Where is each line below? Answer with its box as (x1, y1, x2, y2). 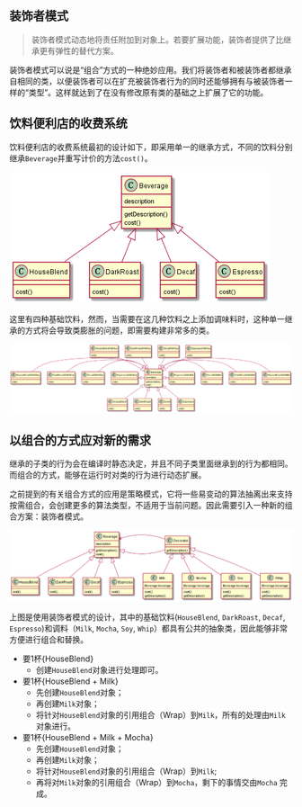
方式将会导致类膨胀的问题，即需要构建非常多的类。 (24, 325, 214, 336)
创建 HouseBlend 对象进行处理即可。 (35, 665, 164, 676)
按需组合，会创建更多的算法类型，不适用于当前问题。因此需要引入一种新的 (9, 499, 285, 510)
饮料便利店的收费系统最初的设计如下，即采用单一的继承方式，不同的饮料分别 (9, 141, 293, 152)
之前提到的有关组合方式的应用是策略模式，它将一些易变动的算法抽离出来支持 (9, 489, 293, 499)
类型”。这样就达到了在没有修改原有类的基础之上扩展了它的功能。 (28, 86, 269, 97)
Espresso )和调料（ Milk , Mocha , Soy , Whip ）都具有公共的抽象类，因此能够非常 (9, 623, 288, 634)
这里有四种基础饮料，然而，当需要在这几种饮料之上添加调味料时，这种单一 (9, 313, 285, 324)
